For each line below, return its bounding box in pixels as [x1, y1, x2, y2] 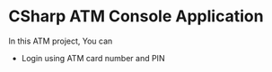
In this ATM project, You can [8, 36, 113, 46]
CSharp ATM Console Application [8, 6, 264, 27]
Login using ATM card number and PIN [21, 52, 165, 63]
